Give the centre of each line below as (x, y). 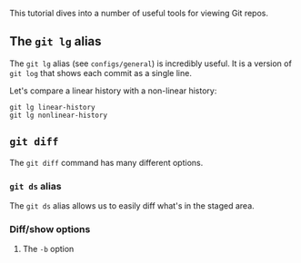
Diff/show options (50, 229)
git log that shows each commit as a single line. (101, 73)
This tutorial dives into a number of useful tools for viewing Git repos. (139, 13)
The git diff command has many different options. (106, 162)
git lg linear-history (52, 107)
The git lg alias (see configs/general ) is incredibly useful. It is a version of (151, 63)
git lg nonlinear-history (58, 115)
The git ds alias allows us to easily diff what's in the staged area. (132, 205)
